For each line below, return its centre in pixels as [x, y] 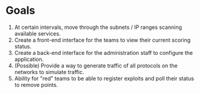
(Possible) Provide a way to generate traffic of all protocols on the [96, 65]
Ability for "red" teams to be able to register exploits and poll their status [104, 78]
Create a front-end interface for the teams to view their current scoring [102, 40]
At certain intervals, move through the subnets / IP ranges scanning [98, 27]
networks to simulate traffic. [49, 72]
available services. [37, 33]
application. [29, 59]
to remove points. [36, 84]
